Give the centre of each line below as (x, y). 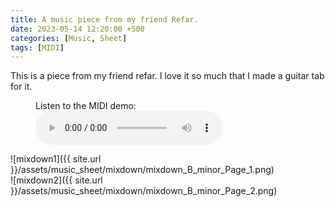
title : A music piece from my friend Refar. (104, 19)
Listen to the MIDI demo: (86, 106)
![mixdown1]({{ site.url (56, 159)
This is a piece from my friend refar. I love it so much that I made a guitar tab (167, 76)
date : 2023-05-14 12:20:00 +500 (77, 29)
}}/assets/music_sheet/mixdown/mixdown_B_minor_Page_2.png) (144, 191)
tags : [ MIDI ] (37, 47)
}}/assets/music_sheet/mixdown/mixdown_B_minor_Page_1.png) (142, 170)
